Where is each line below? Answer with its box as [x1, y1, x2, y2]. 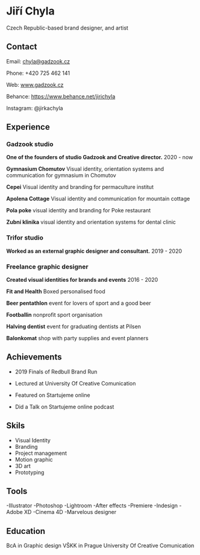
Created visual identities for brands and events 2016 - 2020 [6, 276, 158, 284]
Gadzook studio [6, 140, 54, 148]
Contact [6, 42, 37, 52]
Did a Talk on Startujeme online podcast [14, 403, 114, 410]
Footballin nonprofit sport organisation [6, 311, 103, 319]
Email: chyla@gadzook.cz [6, 57, 70, 65]
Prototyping [14, 469, 45, 476]
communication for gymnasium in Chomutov [6, 172, 116, 179]
